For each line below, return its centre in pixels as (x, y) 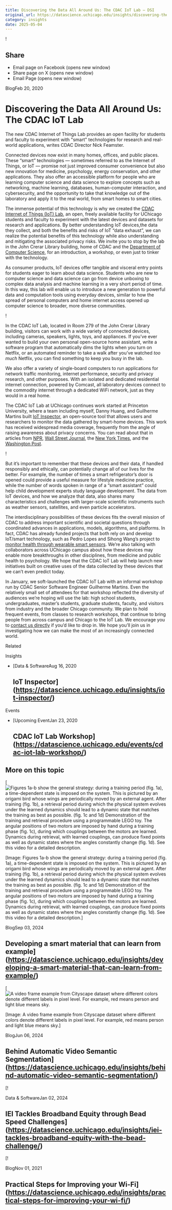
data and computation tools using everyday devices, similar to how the (80, 295)
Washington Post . (24, 444)
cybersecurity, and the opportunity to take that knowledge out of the (78, 193)
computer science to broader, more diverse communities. (66, 306)
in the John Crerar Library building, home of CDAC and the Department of (83, 247)
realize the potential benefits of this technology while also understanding (82, 236)
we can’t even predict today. (35, 572)
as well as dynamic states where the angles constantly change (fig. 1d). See (85, 912)
